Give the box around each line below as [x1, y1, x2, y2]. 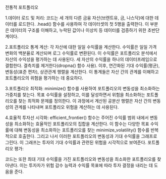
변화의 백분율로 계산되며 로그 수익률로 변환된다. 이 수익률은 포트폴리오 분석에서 [5, 50, 158, 56]
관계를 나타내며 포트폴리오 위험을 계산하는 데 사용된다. [14, 104, 119, 110]
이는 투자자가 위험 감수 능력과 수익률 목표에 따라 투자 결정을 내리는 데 [19, 163, 153, 168]
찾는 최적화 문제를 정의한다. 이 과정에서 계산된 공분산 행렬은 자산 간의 [18, 98, 152, 104]
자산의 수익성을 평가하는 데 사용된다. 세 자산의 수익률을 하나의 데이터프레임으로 [5, 57, 158, 62]
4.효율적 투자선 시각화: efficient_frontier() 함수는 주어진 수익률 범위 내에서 [5, 115, 149, 120]
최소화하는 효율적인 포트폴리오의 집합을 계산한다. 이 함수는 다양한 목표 [14, 121, 150, 126]
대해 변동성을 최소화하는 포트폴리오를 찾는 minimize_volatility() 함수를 [14, 127, 150, 133]
